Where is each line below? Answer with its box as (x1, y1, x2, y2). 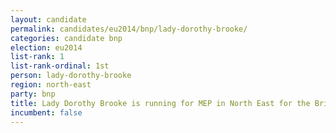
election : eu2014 (10, 42, 83, 53)
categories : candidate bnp (10, 33, 123, 43)
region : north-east (10, 80, 92, 90)
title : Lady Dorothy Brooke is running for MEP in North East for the (10, 98, 311, 108)
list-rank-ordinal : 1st (10, 61, 110, 71)
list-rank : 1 (10, 52, 65, 62)
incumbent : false (10, 107, 83, 118)
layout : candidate (10, 14, 87, 25)
